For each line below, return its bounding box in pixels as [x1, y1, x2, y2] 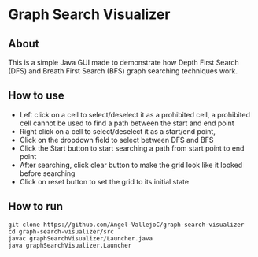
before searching [19, 168, 76, 178]
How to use [8, 89, 64, 102]
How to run [8, 199, 64, 214]
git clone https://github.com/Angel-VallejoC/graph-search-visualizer [8, 221, 245, 229]
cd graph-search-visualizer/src [8, 227, 114, 236]
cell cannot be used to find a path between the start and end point [19, 118, 234, 128]
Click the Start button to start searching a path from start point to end [19, 143, 245, 153]
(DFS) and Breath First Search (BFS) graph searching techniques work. [8, 66, 238, 76]
